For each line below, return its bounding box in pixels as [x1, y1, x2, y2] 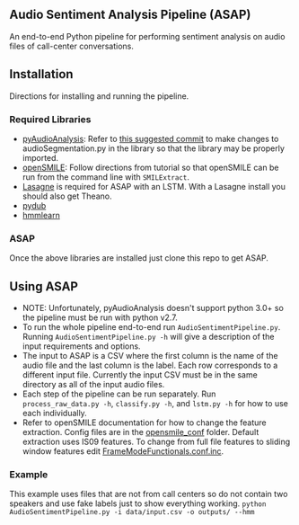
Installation [9, 67, 74, 82]
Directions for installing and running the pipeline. [9, 90, 189, 102]
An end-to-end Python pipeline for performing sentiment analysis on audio [9, 31, 286, 41]
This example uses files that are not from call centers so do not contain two [9, 489, 288, 500]
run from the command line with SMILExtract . [22, 171, 190, 182]
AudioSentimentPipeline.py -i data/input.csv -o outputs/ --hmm [9, 508, 255, 517]
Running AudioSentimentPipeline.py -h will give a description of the [22, 332, 275, 343]
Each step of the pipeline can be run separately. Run [22, 388, 216, 399]
